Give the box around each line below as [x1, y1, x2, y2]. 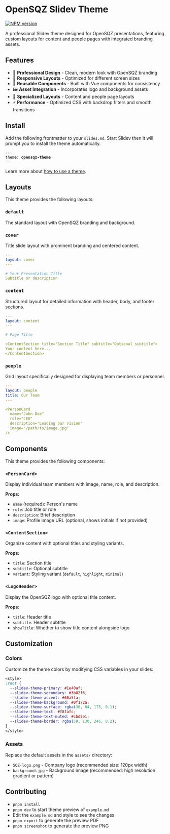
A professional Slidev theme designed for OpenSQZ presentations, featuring [5, 30, 165, 36]
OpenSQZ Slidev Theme [5, 4, 109, 15]
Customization [5, 639, 53, 648]
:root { [5, 681, 22, 686]
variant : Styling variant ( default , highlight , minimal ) [12, 571, 123, 577]
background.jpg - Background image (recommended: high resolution [12, 767, 156, 773]
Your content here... [5, 346, 51, 352]
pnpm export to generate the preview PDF [12, 817, 99, 823]
